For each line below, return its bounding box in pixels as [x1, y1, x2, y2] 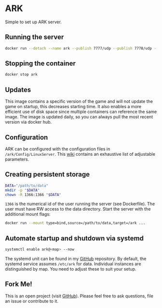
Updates [5, 85, 31, 94]
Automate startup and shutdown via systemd [5, 234, 144, 243]
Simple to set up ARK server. [5, 19, 62, 25]
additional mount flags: [5, 211, 51, 217]
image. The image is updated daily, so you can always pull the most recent [5, 114, 153, 120]
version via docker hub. [5, 119, 52, 125]
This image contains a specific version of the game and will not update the [5, 98, 153, 104]
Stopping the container [5, 59, 76, 68]
